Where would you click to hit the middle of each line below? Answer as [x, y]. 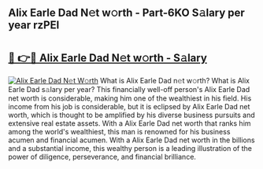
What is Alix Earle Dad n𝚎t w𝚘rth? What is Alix [175, 81]
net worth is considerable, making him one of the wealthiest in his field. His [130, 98]
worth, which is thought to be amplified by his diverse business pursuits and [132, 115]
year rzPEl [34, 26]
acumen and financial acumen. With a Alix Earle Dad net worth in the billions [131, 140]
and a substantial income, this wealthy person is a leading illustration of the [130, 148]
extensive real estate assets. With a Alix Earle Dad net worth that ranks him [130, 123]
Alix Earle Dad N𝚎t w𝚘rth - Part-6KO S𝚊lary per [127, 13]
